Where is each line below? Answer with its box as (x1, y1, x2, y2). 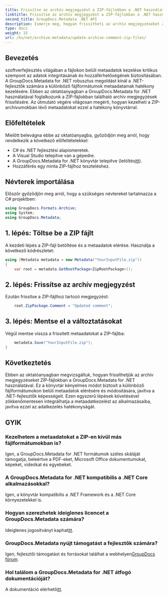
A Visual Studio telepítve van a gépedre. (12, 152, 95, 158)
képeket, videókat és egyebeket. (5, 461, 72, 468)
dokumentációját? (5, 575, 50, 582)
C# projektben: (5, 196, 36, 202)
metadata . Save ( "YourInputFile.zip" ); (14, 340, 93, 345)
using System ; (5, 211, 35, 216)
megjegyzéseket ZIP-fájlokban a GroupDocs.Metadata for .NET (5, 377, 135, 383)
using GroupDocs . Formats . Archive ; (5, 206, 77, 211)
